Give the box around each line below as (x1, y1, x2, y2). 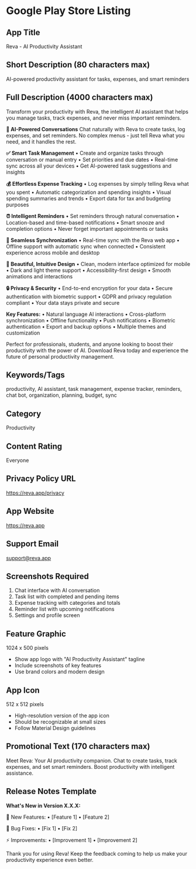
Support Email (6, 539, 59, 549)
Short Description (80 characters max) (6, 60, 150, 70)
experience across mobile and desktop (6, 249, 100, 256)
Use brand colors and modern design (14, 668, 105, 675)
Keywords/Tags (6, 370, 66, 380)
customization (6, 329, 40, 336)
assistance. (6, 769, 34, 776)
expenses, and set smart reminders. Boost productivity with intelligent (6, 763, 175, 770)
